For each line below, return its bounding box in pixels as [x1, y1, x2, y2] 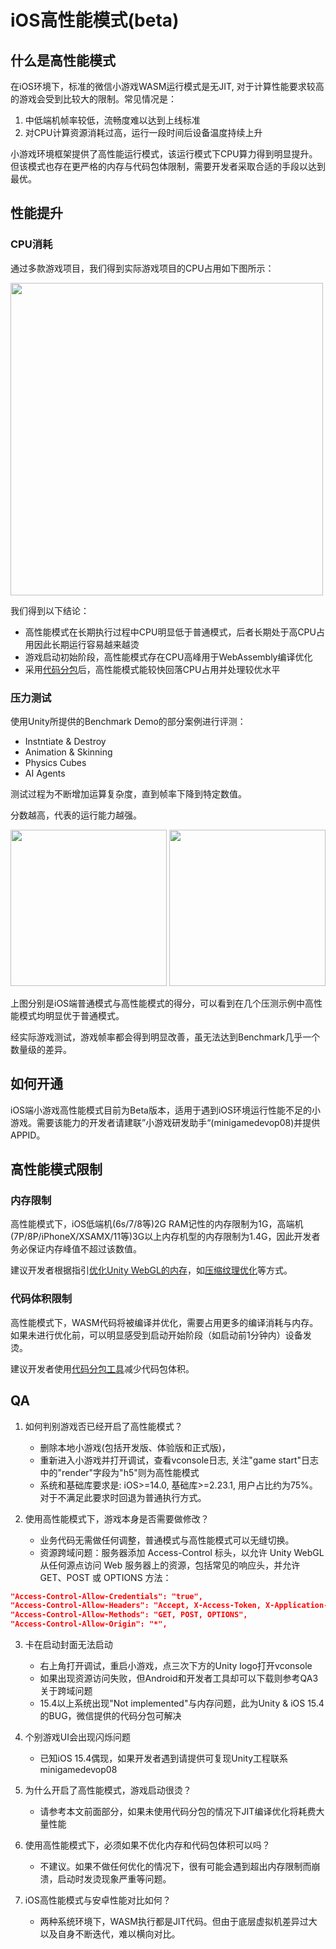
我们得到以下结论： [10, 604, 90, 616]
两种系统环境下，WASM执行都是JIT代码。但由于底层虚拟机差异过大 [39, 1916, 318, 1928]
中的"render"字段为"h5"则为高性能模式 [39, 1466, 200, 1478]
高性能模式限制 [10, 1161, 103, 1178]
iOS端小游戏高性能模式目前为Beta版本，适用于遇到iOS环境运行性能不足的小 [10, 1104, 321, 1116]
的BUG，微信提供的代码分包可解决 [39, 1710, 182, 1722]
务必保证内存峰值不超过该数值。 [10, 1243, 142, 1255]
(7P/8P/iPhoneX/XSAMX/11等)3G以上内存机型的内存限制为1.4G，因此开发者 [10, 1231, 321, 1243]
